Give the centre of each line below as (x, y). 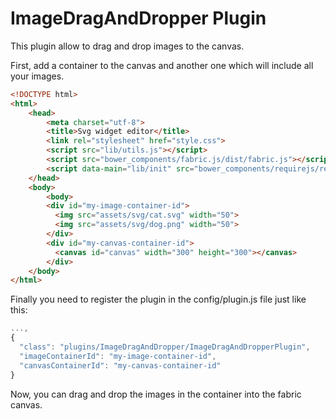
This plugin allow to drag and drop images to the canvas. (127, 46)
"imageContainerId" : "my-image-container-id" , (118, 356)
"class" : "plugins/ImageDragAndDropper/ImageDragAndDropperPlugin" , (165, 347)
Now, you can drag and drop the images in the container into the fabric (156, 394)
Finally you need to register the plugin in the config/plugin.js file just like (158, 299)
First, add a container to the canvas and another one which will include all (162, 65)
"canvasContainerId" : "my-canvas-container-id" (120, 365)
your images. (37, 76)
